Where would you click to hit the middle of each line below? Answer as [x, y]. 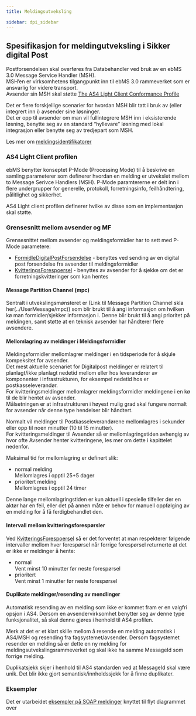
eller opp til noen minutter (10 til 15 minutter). [60, 428]
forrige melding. [25, 656]
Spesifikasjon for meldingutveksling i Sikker [88, 45]
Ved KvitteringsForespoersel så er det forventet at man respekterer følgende [98, 538]
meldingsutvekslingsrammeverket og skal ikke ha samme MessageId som [95, 650]
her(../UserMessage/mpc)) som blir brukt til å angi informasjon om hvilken [95, 309]
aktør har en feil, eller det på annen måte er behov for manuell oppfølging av [98, 505]
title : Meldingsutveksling [39, 11]
